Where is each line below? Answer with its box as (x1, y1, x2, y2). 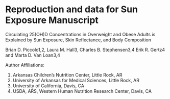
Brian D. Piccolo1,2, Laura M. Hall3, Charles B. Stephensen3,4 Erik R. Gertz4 (5, 46, 165, 53)
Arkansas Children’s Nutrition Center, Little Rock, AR (12, 71, 123, 78)
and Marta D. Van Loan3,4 (5, 52, 60, 58)
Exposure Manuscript (5, 14, 99, 26)
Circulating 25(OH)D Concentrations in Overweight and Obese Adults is (5, 31, 156, 37)
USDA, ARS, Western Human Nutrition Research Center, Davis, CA (12, 88, 152, 94)
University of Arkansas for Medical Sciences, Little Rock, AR (12, 77, 139, 83)
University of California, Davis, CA (12, 83, 84, 89)
